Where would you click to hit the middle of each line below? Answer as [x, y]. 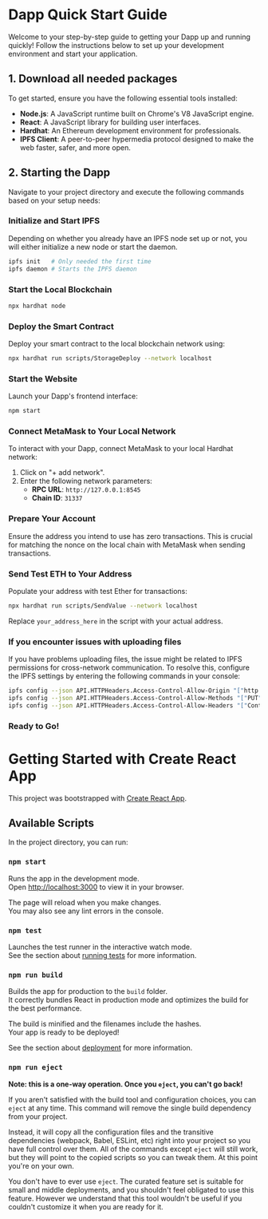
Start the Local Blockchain [60, 289]
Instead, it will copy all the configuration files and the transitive [111, 1132]
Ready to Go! [34, 726]
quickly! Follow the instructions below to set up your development [116, 45]
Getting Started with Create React [122, 759]
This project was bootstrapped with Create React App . [98, 798]
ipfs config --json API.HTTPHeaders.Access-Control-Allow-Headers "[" [128, 705]
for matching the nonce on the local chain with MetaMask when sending [127, 544]
